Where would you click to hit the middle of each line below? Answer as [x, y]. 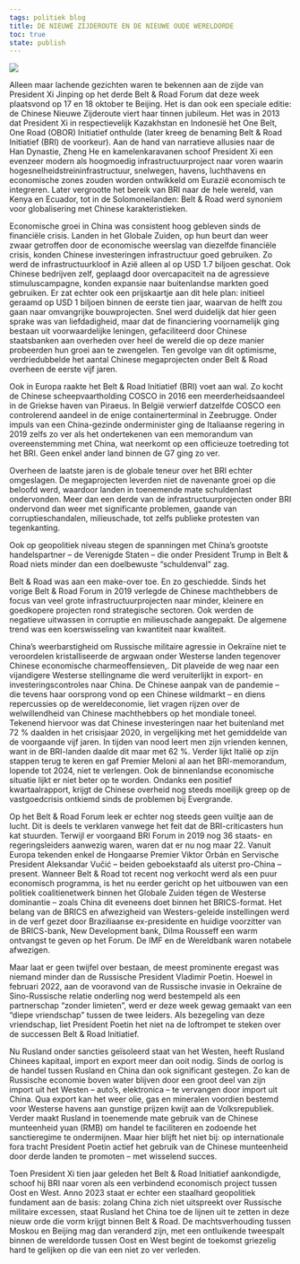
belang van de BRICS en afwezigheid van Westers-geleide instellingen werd [149, 912]
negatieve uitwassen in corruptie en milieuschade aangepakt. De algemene [148, 620]
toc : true [28, 34]
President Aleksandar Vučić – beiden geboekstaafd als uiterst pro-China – [146, 864]
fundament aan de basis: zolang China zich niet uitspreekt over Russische [146, 1202]
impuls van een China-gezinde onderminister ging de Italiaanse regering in [147, 425]
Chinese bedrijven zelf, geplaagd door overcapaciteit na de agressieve [140, 274]
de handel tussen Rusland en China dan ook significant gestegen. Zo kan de [150, 1071]
